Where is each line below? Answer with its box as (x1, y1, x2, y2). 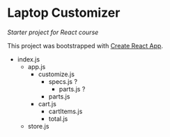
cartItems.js (48, 107, 83, 115)
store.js (27, 122, 49, 130)
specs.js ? (48, 77, 78, 85)
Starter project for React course (7, 28, 99, 36)
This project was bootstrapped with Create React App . (7, 41, 164, 50)
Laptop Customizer (7, 5, 121, 21)
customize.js (38, 70, 75, 78)
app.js (27, 62, 46, 71)
